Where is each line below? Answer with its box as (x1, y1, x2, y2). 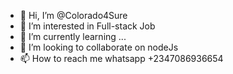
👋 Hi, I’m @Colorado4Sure (19, 10, 128, 21)
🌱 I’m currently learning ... (19, 31, 127, 42)
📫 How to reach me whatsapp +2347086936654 (19, 53, 224, 64)
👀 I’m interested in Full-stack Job (19, 20, 156, 32)
